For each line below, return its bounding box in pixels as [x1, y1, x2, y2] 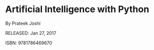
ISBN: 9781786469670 [5, 39, 52, 46]
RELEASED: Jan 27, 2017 [5, 30, 57, 36]
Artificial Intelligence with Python [5, 4, 149, 15]
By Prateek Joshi [5, 20, 41, 26]
